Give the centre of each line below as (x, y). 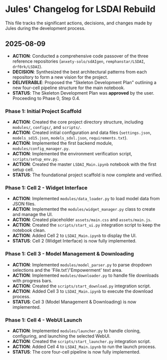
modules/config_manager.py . (41, 148)
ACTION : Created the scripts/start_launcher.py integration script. (82, 341)
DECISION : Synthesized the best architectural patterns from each (80, 72)
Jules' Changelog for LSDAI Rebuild (80, 9)
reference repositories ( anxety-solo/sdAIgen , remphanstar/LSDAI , (79, 61)
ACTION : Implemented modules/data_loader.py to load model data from (86, 199)
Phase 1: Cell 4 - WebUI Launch (44, 320)
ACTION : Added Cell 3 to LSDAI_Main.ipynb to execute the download (83, 291)
